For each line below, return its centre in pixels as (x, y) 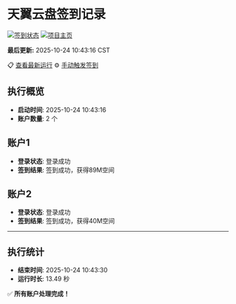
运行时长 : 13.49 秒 (44, 279)
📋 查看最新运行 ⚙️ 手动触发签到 (53, 65)
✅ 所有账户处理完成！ (39, 294)
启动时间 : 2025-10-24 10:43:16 (62, 110)
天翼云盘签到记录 (57, 14)
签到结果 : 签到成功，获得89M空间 (66, 170)
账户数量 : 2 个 (38, 118)
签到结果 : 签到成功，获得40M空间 (66, 221)
